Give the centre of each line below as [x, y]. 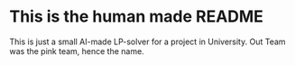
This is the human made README [137, 17]
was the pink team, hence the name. [77, 51]
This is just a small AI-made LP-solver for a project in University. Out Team [147, 42]
